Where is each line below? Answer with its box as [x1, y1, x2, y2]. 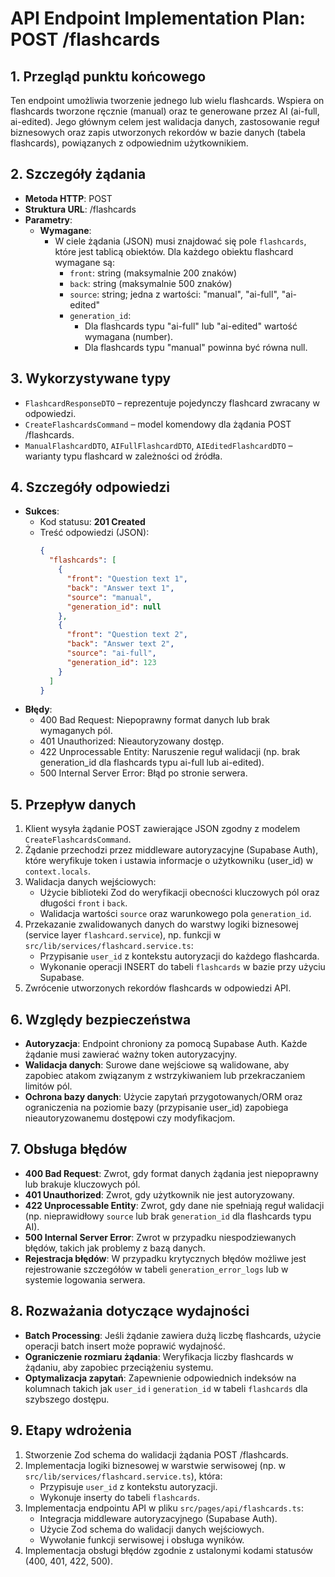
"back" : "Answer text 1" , [66, 583, 175, 593]
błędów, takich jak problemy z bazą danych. [24, 1242, 206, 1254]
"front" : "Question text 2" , [66, 630, 188, 640]
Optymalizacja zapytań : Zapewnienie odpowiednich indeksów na [24, 1372, 297, 1384]
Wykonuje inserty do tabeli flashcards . [39, 1491, 200, 1503]
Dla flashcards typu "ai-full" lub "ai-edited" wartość [84, 320, 298, 332]
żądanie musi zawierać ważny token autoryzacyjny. [24, 1048, 238, 1061]
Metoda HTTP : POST [24, 192, 113, 204]
